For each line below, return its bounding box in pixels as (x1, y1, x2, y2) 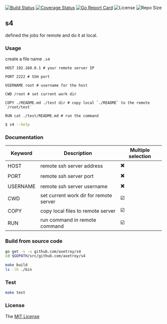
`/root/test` (5, 105, 32, 110)
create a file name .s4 (5, 56, 50, 62)
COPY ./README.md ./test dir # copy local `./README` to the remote (5, 100, 150, 105)
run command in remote (40, 217, 96, 224)
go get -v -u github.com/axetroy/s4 (5, 249, 81, 254)
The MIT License (5, 313, 40, 319)
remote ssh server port (40, 172, 94, 179)
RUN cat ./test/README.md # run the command (5, 113, 99, 119)
